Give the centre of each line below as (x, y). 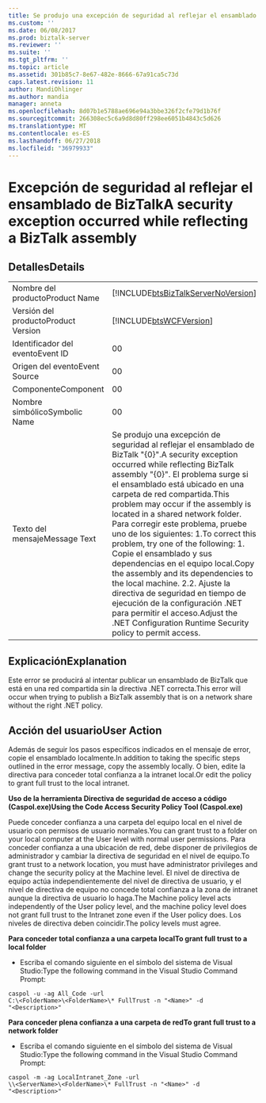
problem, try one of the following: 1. (179, 544)
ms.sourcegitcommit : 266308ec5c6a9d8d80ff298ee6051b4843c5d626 (115, 119)
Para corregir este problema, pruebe (180, 524)
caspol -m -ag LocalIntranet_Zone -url (74, 1078)
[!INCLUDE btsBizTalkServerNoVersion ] (184, 293)
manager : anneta (35, 104)
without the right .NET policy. (55, 705)
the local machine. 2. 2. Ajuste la (171, 583)
